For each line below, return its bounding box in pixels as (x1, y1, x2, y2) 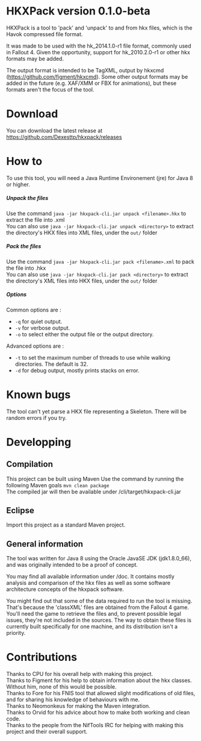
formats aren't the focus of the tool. (6, 86, 94, 93)
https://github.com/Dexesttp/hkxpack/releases (6, 133, 122, 140)
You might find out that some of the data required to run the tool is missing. (6, 598, 193, 605)
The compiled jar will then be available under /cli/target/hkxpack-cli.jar (6, 488, 182, 495)
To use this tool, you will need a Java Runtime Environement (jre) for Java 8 (6, 174, 194, 181)
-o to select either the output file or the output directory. (14, 330, 154, 338)
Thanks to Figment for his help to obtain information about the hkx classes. (6, 677, 193, 684)
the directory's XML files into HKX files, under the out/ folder (6, 277, 158, 284)
